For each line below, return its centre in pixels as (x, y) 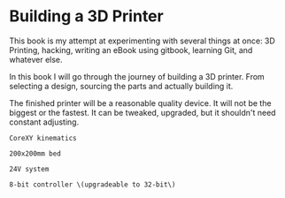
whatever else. (36, 59)
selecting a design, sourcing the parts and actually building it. (121, 86)
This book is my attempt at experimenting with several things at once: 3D (142, 41)
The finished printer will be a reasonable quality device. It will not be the (140, 103)
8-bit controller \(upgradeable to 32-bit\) (92, 184)
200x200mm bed (35, 153)
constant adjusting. (44, 122)
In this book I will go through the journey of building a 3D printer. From (137, 76)
